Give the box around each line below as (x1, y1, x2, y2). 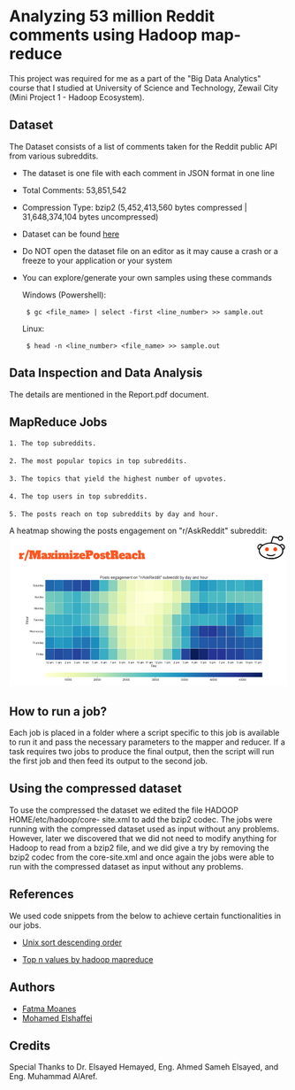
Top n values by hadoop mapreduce (21, 954, 154, 964)
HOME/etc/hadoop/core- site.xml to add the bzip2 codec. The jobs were (9, 814, 273, 824)
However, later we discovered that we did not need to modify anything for (9, 832, 277, 843)
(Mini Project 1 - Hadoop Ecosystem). (9, 91, 145, 103)
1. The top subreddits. (9, 439, 97, 448)
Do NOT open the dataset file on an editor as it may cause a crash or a (21, 245, 278, 256)
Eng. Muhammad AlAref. (9, 1071, 98, 1082)
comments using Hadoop (9, 25, 198, 45)
